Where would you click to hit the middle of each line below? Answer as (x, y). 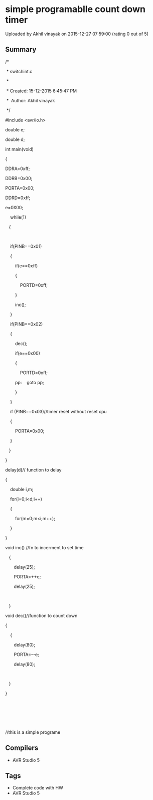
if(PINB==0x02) (26, 324)
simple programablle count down (75, 9)
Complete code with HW (38, 788)
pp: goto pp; (29, 382)
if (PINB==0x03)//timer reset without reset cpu (58, 411)
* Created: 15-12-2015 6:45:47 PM (41, 91)
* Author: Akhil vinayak (31, 100)
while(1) (18, 217)
